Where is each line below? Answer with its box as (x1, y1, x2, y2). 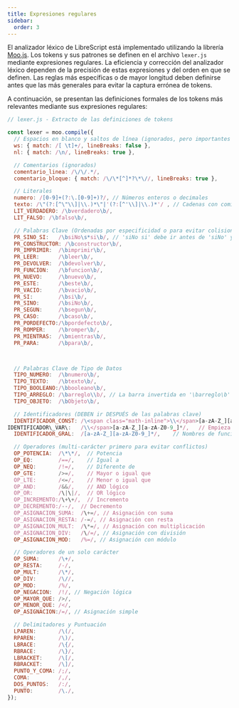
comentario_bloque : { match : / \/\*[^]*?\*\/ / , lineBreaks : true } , (14, 175, 218, 182)
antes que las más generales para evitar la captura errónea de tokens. (7, 81, 213, 90)
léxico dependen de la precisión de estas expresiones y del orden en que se (7, 65, 231, 75)
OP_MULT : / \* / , (14, 569, 75, 576)
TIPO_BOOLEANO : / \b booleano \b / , (14, 385, 107, 392)
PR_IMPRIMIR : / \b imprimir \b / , (14, 247, 107, 254)
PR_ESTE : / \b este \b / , (14, 280, 94, 287)
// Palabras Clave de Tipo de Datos (14, 364, 122, 372)
